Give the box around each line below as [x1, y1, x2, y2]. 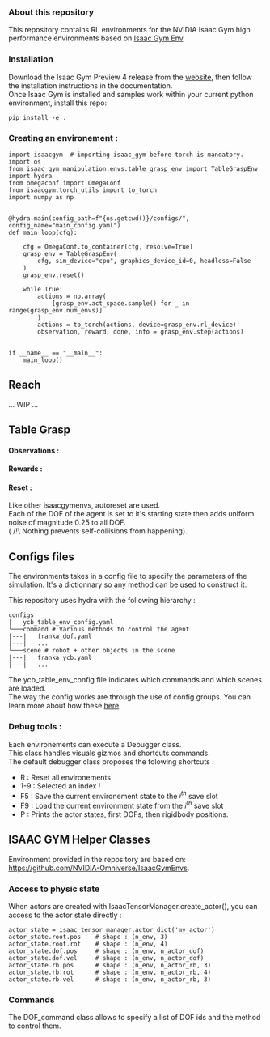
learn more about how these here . [8, 701, 121, 711]
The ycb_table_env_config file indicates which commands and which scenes [8, 675, 263, 685]
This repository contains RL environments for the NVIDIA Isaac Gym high [8, 25, 251, 35]
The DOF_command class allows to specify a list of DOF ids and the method [8, 1013, 261, 1022]
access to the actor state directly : [8, 910, 122, 920]
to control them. [8, 1021, 62, 1031]
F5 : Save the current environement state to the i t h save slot [19, 789, 218, 801]
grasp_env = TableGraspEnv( [23, 249, 117, 257]
